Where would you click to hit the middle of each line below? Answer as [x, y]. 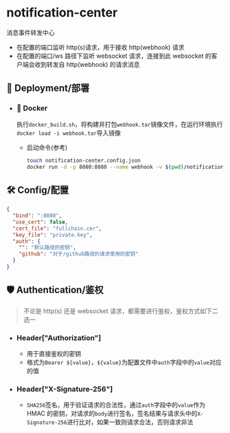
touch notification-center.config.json [84, 160]
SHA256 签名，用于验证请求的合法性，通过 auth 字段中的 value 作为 [116, 405]
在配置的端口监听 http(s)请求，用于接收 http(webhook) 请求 [100, 47]
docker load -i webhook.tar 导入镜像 [68, 133]
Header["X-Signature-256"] [65, 389]
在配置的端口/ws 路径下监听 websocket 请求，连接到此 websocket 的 [114, 56]
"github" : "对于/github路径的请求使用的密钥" [79, 254]
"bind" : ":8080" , [37, 216]
